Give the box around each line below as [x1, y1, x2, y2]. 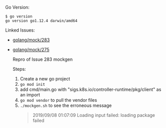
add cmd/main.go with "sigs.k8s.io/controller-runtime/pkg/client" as [20, 86, 161, 92]
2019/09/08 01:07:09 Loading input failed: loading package [32, 112, 155, 118]
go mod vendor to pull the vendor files [20, 97, 97, 103]
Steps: [12, 66, 26, 72]
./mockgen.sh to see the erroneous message [20, 102, 112, 108]
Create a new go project [20, 76, 70, 82]
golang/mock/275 [12, 47, 49, 52]
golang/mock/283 [12, 37, 50, 43]
